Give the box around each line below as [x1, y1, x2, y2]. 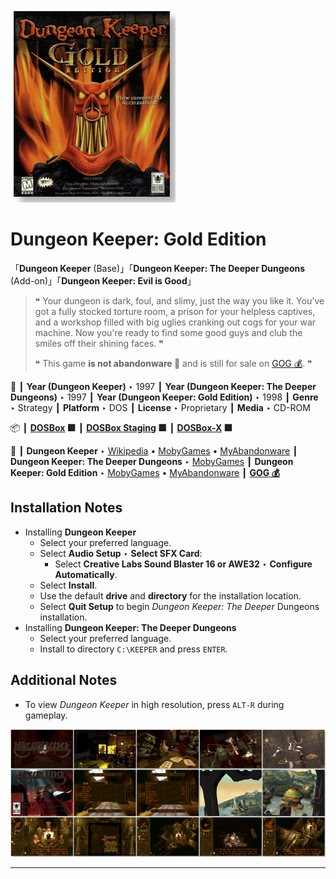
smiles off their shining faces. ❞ [34, 337, 164, 349]
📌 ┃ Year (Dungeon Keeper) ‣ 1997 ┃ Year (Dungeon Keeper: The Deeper [10, 380, 317, 392]
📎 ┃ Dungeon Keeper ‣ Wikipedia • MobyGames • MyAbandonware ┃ [10, 444, 298, 457]
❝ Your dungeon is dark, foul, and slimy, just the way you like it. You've [34, 294, 325, 307]
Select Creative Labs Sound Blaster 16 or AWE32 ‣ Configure [54, 558, 313, 570]
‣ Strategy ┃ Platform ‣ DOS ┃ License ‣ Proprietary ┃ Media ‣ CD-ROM [10, 401, 311, 413]
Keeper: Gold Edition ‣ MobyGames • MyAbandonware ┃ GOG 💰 [10, 466, 280, 478]
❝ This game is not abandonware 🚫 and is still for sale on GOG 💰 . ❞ [34, 357, 313, 369]
